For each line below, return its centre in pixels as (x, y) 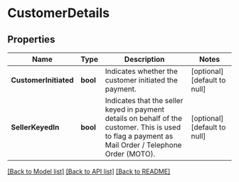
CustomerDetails (59, 13)
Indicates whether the (141, 71)
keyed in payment (135, 109)
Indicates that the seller (144, 101)
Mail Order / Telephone (143, 145)
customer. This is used (143, 127)
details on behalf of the (144, 118)
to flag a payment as (139, 136)
